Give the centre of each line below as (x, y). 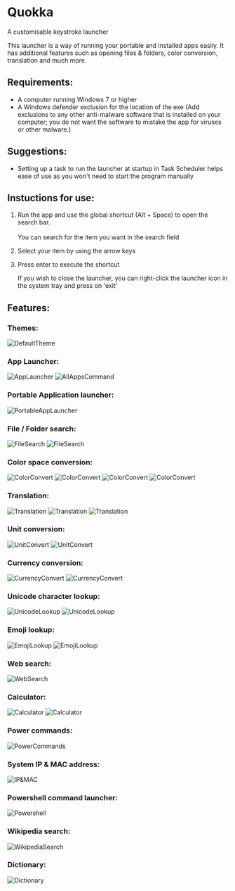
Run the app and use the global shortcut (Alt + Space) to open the (113, 215)
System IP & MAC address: (54, 764)
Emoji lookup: (31, 630)
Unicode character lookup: (54, 597)
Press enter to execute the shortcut (68, 265)
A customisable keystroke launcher (58, 32)
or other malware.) (44, 129)
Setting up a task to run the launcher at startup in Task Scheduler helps (120, 168)
